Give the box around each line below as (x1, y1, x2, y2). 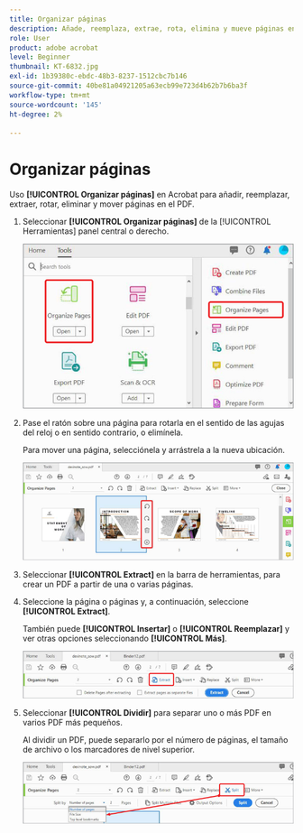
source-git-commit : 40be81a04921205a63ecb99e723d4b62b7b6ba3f (9, 81, 248, 90)
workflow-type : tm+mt (9, 90, 91, 99)
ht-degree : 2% (9, 109, 63, 119)
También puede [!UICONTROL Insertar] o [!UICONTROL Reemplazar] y (22, 624, 290, 634)
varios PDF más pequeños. (22, 717, 124, 727)
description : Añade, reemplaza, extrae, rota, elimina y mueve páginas (9, 23, 284, 33)
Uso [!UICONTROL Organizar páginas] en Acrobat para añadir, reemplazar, (9, 190, 290, 200)
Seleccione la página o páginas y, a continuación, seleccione (22, 597, 250, 606)
